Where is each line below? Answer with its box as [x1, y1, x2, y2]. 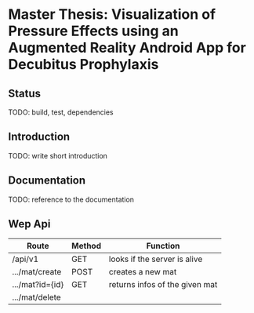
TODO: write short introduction [8, 151, 108, 160]
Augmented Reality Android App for [8, 39, 247, 56]
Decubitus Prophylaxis [8, 56, 159, 74]
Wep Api [8, 217, 51, 231]
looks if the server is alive [108, 253, 203, 264]
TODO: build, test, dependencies [8, 107, 114, 117]
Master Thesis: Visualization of [8, 5, 216, 24]
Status [8, 86, 42, 100]
